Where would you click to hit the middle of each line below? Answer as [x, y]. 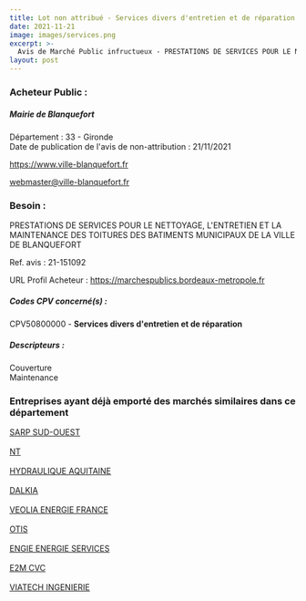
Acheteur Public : [49, 92]
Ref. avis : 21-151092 [48, 263]
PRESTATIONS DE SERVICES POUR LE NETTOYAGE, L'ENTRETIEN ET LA [146, 225]
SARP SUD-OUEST [45, 432]
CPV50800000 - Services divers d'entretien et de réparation [126, 324]
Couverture [31, 368]
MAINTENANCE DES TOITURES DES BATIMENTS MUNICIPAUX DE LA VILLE [153, 235]
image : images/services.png [63, 35]
